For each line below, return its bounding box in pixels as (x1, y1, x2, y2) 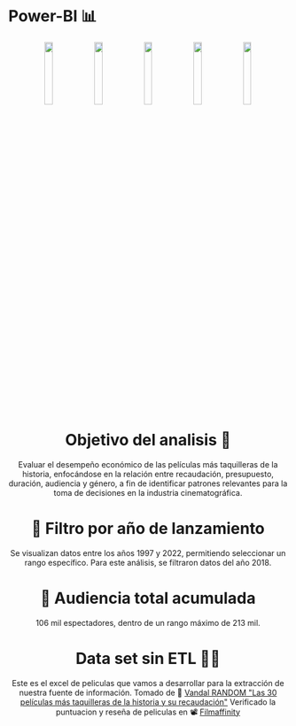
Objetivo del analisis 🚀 (65, 430, 231, 451)
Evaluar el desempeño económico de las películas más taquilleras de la (18, 459, 278, 469)
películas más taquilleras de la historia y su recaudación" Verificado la (19, 696, 277, 707)
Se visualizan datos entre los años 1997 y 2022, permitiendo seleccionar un (10, 547, 286, 558)
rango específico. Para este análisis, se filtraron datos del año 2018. (24, 557, 272, 568)
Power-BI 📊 (8, 6, 97, 27)
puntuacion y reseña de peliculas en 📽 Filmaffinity (55, 707, 241, 717)
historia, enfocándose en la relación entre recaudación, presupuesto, (22, 468, 274, 479)
